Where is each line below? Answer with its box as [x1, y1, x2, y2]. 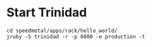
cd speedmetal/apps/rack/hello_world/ [6, 27, 118, 34]
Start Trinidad [6, 5, 87, 20]
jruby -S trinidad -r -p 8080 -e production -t [6, 33, 146, 40]
